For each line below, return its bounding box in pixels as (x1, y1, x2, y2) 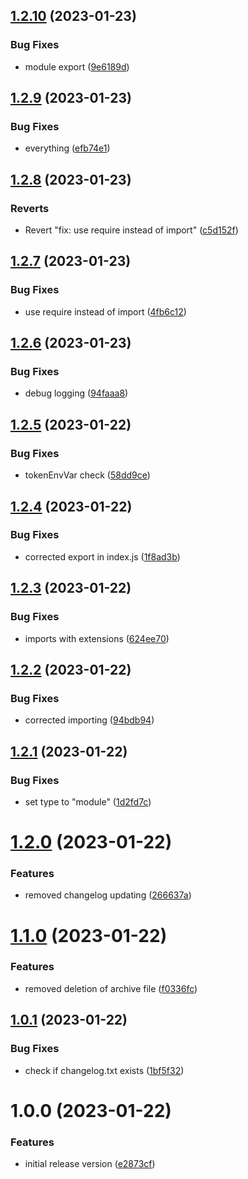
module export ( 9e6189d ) (24, 60, 130, 73)
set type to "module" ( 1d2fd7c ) (24, 795, 152, 808)
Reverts (10, 201, 50, 215)
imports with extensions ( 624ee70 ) (24, 632, 170, 644)
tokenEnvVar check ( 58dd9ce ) (24, 469, 151, 481)
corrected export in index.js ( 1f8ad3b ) (24, 550, 181, 563)
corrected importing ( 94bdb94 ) (24, 714, 155, 726)
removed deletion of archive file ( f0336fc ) (24, 982, 198, 994)
